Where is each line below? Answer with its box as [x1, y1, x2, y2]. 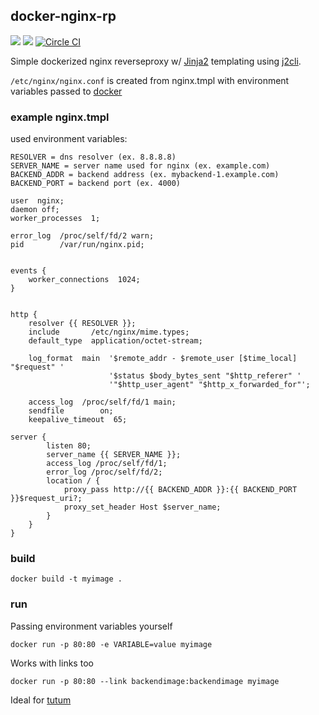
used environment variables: [10, 133, 128, 145]
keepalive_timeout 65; [28, 415, 128, 425]
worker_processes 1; [10, 214, 101, 224]
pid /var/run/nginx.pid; [10, 240, 145, 250]
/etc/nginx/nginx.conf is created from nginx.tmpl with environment [10, 74, 290, 86]
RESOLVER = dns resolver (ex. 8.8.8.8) [10, 152, 177, 163]
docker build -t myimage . [10, 574, 123, 584]
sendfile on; [28, 406, 114, 416]
